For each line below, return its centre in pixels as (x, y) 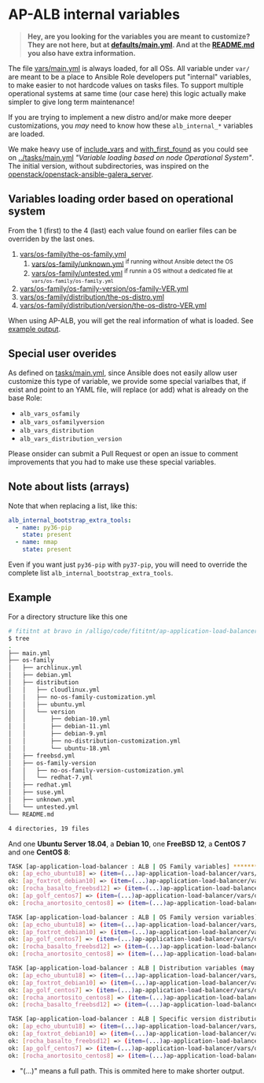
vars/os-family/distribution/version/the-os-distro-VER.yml (113, 306)
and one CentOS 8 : (39, 852)
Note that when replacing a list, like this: (73, 505)
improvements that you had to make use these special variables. (112, 462)
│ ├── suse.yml (37, 793)
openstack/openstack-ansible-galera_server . (81, 174)
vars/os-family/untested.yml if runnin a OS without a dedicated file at (132, 273)
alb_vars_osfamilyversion (62, 422)
